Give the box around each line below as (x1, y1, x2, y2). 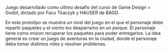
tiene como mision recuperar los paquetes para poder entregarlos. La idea (5, 30, 161, 36)
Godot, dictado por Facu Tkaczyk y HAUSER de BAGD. (5, 10, 119, 16)
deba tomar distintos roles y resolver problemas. (5, 41, 107, 47)
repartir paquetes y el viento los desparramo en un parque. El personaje (5, 25, 156, 31)
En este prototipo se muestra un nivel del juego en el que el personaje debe (5, 20, 163, 25)
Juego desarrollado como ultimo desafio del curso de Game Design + (5, 5, 151, 10)
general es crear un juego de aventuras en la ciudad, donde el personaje (5, 35, 157, 41)
